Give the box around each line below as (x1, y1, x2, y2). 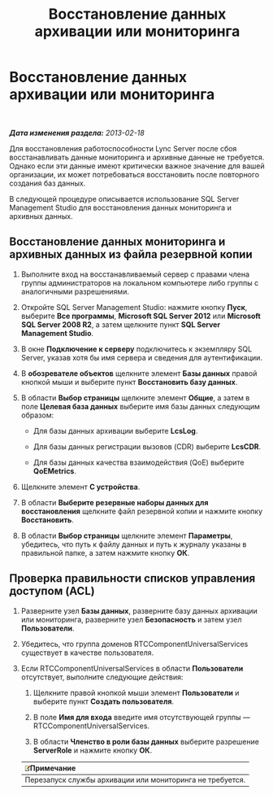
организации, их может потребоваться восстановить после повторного (9, 169, 259, 179)
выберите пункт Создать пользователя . (32, 697, 174, 706)
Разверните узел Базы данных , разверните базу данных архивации (20, 605, 258, 615)
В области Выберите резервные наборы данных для (20, 497, 209, 507)
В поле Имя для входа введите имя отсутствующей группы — (32, 712, 251, 722)
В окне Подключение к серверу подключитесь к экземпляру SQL (20, 343, 253, 354)
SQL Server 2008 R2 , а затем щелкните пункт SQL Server (20, 319, 221, 330)
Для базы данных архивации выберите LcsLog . (32, 426, 198, 435)
